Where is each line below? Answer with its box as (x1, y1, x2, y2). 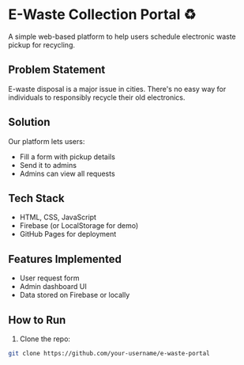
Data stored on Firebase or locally (19, 291, 130, 300)
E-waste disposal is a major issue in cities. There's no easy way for (8, 84, 227, 93)
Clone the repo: (19, 334, 71, 344)
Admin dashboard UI (19, 282, 87, 291)
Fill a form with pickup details (19, 152, 116, 162)
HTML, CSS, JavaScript (19, 212, 97, 222)
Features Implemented (8, 252, 122, 266)
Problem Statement (8, 63, 106, 77)
